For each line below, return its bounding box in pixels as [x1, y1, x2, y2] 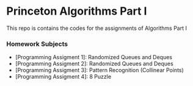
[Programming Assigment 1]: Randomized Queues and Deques [15, 54, 173, 61]
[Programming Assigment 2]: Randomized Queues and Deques [15, 60, 174, 68]
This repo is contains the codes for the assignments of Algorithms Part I [6, 24, 188, 32]
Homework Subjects [6, 40, 68, 48]
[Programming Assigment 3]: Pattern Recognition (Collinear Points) [15, 66, 184, 74]
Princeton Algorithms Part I [6, 4, 147, 18]
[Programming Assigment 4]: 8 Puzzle [15, 73, 112, 81]
